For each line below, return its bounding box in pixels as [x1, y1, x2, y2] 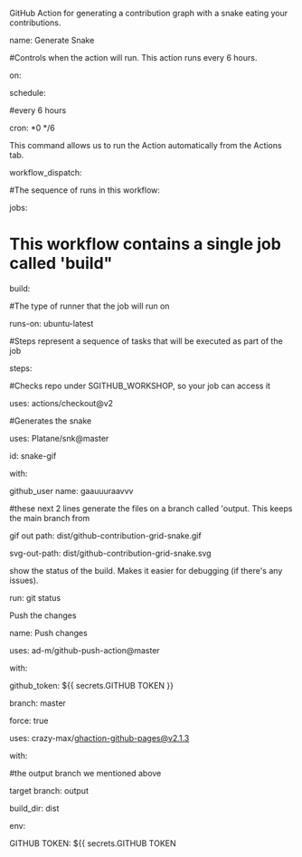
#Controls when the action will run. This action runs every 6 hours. [9, 52, 258, 62]
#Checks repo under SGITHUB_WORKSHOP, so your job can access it [9, 380, 271, 391]
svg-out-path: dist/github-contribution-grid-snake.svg [9, 548, 212, 558]
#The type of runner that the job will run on [9, 300, 170, 311]
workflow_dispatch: [9, 167, 83, 177]
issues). [9, 575, 39, 586]
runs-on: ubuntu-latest [9, 318, 94, 329]
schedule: [9, 88, 47, 98]
